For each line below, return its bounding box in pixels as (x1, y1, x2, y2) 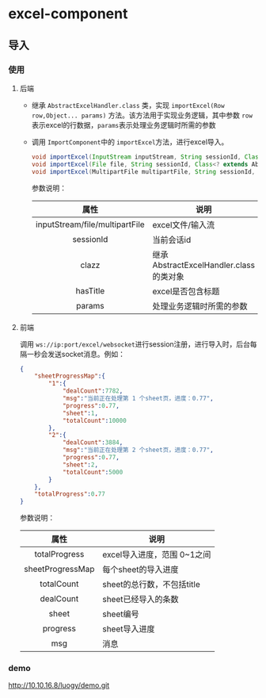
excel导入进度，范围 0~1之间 (102, 549, 211, 560)
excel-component (8, 5, 128, 23)
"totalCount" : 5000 (62, 468, 123, 476)
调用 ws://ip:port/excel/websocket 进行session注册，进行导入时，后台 (19, 339, 251, 349)
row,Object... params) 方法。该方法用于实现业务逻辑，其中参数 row (31, 110, 253, 120)
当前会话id (152, 234, 192, 245)
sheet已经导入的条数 (102, 594, 179, 605)
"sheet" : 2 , (62, 461, 99, 469)
